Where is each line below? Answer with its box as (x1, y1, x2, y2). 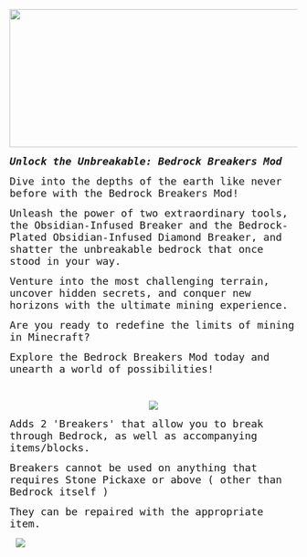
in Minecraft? (9, 331, 90, 343)
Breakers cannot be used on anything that (9, 461, 258, 474)
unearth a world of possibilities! (9, 363, 215, 375)
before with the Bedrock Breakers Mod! (9, 187, 239, 200)
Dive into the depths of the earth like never (9, 174, 282, 187)
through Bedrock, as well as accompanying (9, 429, 258, 442)
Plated (9, 231, 48, 244)
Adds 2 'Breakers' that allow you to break (9, 417, 264, 430)
